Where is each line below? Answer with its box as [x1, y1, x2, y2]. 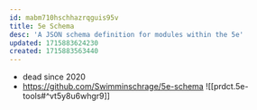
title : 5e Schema [9, 22, 75, 31]
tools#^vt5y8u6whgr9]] [22, 91, 111, 102]
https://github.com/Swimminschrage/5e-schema [22, 81, 205, 92]
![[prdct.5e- [206, 81, 249, 92]
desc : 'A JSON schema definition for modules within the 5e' [9, 30, 244, 39]
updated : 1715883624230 [9, 38, 99, 48]
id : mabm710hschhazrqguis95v [9, 13, 119, 23]
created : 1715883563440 [9, 47, 99, 56]
